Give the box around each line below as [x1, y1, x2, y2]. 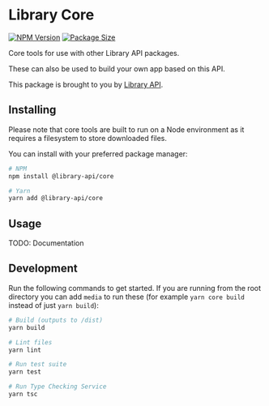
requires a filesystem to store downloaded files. [8, 133, 168, 143]
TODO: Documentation [8, 238, 84, 248]
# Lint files [8, 338, 53, 346]
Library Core [8, 6, 95, 24]
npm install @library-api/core [8, 172, 114, 180]
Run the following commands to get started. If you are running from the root [8, 283, 262, 293]
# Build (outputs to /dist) [8, 316, 104, 324]
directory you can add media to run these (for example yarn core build [8, 292, 245, 301]
